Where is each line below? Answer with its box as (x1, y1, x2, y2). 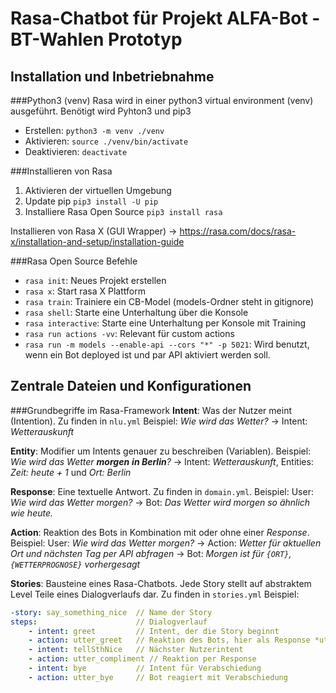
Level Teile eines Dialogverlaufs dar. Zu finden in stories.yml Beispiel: (10, 588, 300, 600)
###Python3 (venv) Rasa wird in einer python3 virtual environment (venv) (10, 95, 314, 106)
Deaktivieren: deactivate (24, 146, 128, 157)
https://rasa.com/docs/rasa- (179, 225, 297, 237)
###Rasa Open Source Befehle (10, 255, 138, 267)
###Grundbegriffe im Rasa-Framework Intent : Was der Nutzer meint (10, 404, 292, 416)
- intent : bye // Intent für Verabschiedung (28, 663, 262, 674)
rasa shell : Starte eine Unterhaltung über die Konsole (24, 307, 249, 318)
